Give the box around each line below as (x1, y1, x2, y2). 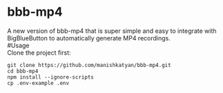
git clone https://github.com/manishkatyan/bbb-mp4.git (7, 62, 171, 68)
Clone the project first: (7, 49, 71, 57)
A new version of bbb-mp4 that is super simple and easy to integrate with (7, 27, 217, 35)
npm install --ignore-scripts (7, 73, 95, 81)
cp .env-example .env (7, 79, 70, 86)
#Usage (7, 41, 30, 49)
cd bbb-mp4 (7, 68, 39, 75)
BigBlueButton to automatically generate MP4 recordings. (7, 34, 171, 42)
